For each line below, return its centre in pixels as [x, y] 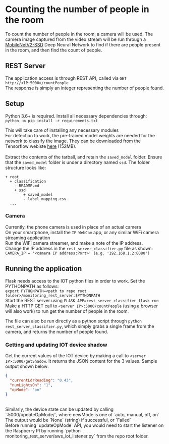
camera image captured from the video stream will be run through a [76, 39]
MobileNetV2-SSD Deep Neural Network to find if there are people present [83, 44]
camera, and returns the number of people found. [57, 331]
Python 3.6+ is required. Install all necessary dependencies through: [76, 116]
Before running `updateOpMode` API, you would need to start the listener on [84, 425]
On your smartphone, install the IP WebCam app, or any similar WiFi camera [82, 232]
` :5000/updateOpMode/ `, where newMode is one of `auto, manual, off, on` [82, 415]
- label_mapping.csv [45, 199]
